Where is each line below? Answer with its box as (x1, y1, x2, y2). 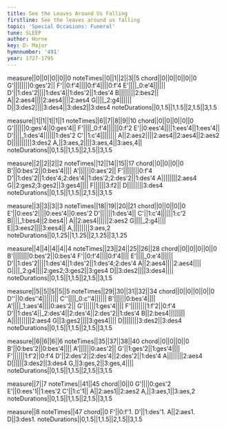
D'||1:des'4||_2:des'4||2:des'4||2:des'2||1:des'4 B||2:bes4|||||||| (7, 309, 185, 317)
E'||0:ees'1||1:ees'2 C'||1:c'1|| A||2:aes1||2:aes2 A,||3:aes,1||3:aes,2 (7, 387, 196, 395)
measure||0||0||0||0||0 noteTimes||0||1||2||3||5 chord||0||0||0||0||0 (7, 74, 197, 82)
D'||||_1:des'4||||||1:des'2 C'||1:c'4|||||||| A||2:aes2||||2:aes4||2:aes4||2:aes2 (7, 131, 220, 139)
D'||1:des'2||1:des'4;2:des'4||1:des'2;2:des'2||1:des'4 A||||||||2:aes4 (7, 174, 197, 182)
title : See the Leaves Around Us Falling (7, 10, 128, 17)
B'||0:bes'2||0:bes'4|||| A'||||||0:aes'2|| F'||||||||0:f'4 (7, 166, 153, 174)
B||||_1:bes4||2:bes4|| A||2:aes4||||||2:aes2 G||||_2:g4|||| (7, 216, 167, 225)
